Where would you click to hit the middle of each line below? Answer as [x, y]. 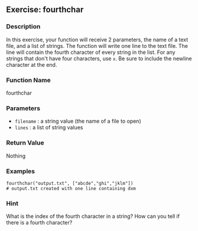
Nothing [16, 156]
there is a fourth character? [39, 223]
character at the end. [32, 65]
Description [23, 27]
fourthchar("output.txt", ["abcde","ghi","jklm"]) [70, 183]
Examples [21, 171]
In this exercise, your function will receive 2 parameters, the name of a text [97, 39]
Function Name [29, 80]
